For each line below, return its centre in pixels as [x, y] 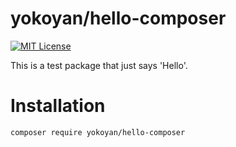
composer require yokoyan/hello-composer [98, 132]
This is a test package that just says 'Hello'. [99, 65]
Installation [58, 106]
